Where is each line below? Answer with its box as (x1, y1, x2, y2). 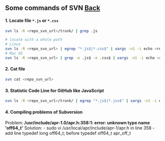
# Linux (5, 42, 21, 47)
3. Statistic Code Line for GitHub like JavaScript (5, 88, 104, 94)
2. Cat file (5, 66, 26, 72)
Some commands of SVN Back (5, 4, 101, 12)
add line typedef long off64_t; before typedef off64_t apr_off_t (5, 130, 131, 136)
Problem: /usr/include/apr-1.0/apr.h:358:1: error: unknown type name (5, 120, 150, 126)
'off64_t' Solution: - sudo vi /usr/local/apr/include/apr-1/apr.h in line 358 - (5, 125, 155, 131)
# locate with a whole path (5, 37, 63, 42)
